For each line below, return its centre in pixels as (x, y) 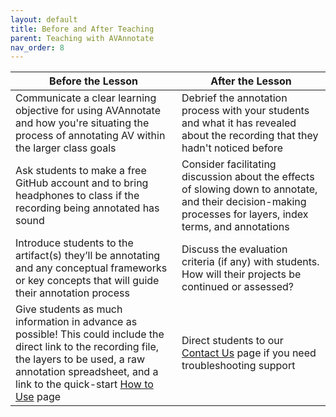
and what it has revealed (239, 123)
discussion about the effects (248, 177)
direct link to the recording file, (87, 347)
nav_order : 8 (37, 47)
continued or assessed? (237, 287)
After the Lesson (251, 81)
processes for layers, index (245, 214)
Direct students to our (232, 341)
